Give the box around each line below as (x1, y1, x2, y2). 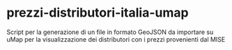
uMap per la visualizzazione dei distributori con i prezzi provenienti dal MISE (6, 35, 226, 43)
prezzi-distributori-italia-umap (6, 5, 189, 21)
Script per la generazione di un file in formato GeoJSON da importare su (6, 28, 214, 36)
